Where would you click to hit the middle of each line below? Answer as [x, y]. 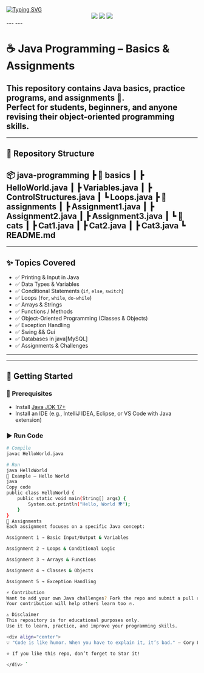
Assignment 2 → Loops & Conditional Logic [61, 549]
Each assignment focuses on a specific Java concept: [76, 527]
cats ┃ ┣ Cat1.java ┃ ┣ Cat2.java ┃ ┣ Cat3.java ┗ [96, 225]
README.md [31, 235]
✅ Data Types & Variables [47, 284]
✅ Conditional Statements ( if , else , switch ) [69, 291]
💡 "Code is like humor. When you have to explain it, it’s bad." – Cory [100, 643]
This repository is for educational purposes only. [73, 621]
